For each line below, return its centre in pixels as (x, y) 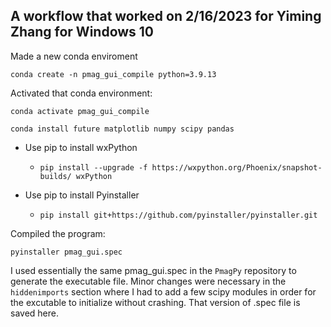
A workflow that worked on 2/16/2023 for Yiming (166, 16)
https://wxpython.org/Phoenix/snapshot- (237, 167)
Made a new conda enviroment (74, 56)
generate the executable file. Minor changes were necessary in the (148, 281)
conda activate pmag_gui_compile (80, 111)
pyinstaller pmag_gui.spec (66, 252)
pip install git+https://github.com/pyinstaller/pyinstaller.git (178, 215)
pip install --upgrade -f (93, 167)
